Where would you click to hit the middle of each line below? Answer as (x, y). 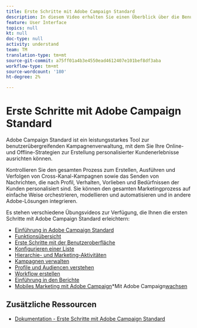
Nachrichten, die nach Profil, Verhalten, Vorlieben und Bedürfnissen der (93, 182)
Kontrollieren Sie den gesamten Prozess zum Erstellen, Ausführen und (91, 170)
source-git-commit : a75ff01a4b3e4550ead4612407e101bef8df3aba (84, 60)
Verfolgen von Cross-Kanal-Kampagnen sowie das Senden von (83, 176)
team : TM (17, 50)
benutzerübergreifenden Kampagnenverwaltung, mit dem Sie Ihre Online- (95, 146)
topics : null (22, 28)
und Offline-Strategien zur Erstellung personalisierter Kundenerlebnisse (93, 153)
